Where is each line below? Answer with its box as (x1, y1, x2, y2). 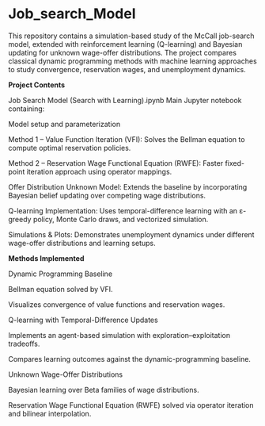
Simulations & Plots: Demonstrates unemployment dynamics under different (8, 229, 255, 239)
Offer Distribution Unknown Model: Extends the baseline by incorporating (8, 182, 248, 191)
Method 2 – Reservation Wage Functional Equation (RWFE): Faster (8, 158, 224, 167)
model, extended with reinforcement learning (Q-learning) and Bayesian (8, 39, 243, 48)
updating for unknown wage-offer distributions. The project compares (8, 48, 237, 57)
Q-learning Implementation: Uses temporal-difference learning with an (8, 205, 238, 215)
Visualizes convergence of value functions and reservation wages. (8, 299, 225, 309)
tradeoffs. (8, 339, 40, 348)
